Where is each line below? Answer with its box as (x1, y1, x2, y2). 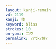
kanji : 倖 (5, 17, 25, 22)
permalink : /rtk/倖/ (5, 36, 48, 41)
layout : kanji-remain (5, 7, 51, 13)
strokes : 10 (5, 27, 31, 32)
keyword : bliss (5, 21, 38, 27)
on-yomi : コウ (5, 31, 34, 36)
